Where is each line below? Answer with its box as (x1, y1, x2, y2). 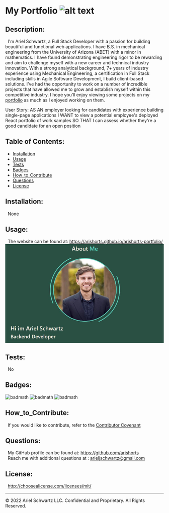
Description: (5, 25, 45, 34)
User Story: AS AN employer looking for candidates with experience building (5, 107, 164, 113)
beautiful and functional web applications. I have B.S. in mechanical (5, 44, 145, 50)
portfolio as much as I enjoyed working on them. (5, 97, 105, 103)
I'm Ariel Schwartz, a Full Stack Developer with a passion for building (7, 38, 151, 44)
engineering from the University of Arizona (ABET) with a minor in (5, 49, 141, 55)
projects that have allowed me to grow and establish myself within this (5, 86, 151, 92)
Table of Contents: (5, 137, 65, 146)
